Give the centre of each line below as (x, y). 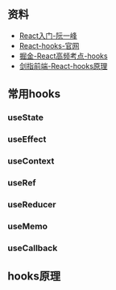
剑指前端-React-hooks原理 (63, 66)
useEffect (27, 139)
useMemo (28, 226)
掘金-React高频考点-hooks (63, 56)
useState (25, 117)
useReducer (32, 204)
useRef (22, 182)
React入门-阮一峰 (48, 36)
